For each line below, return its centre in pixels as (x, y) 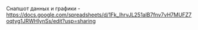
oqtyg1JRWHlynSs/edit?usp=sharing (51, 21)
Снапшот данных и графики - (43, 9)
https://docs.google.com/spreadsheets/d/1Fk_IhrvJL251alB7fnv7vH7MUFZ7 (99, 15)
